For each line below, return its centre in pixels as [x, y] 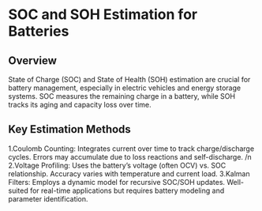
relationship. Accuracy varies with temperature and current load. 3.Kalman [129, 173]
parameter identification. [48, 198]
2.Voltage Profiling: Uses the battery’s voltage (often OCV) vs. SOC [117, 165]
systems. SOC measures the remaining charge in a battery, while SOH [122, 96]
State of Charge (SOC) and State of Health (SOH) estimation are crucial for [129, 79]
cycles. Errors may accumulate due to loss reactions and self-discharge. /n [130, 156]
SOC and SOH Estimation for [103, 15]
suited [19, 190]
